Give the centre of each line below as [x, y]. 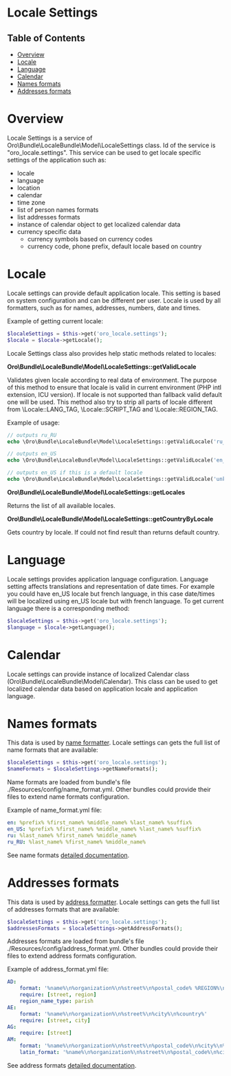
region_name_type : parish [57, 1001]
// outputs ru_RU [32, 435]
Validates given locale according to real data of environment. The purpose [112, 380]
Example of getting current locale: [55, 321]
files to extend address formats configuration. [72, 956]
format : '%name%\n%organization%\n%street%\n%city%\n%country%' [113, 1014]
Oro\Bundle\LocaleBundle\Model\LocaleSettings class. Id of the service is [111, 145]
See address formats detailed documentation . [72, 1065]
